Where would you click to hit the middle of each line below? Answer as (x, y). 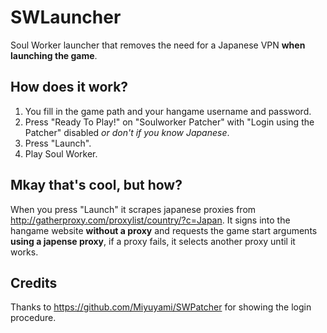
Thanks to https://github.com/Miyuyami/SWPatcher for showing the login (161, 307)
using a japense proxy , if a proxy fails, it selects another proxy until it (153, 241)
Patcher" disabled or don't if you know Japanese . (127, 132)
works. (24, 252)
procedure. (33, 318)
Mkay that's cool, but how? (96, 185)
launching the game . (54, 55)
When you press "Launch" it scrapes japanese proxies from (133, 209)
